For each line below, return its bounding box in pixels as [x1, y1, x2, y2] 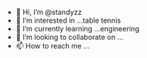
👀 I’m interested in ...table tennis [15, 16, 122, 25]
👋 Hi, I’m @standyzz [15, 8, 82, 16]
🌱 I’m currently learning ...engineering [15, 24, 140, 33]
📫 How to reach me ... [15, 42, 90, 50]
